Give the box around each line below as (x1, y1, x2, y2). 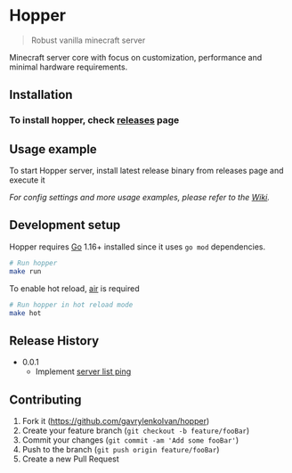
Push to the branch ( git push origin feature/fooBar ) (21, 444, 220, 454)
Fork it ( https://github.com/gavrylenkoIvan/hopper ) (21, 416, 210, 426)
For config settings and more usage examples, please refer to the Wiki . (9, 192, 270, 203)
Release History (9, 333, 100, 348)
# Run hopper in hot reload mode (9, 300, 134, 309)
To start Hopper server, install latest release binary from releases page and (9, 166, 284, 176)
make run (9, 266, 42, 276)
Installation (9, 87, 73, 102)
